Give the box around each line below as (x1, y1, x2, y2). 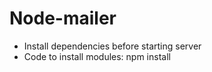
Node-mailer (9, 7, 117, 30)
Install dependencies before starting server (23, 40, 202, 52)
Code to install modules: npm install (23, 50, 171, 62)
